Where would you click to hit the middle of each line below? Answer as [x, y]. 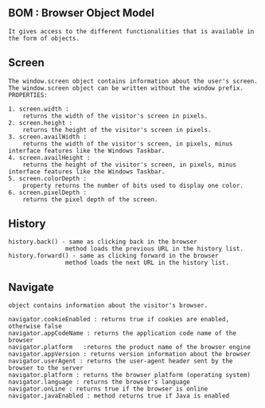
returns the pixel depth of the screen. [90, 199]
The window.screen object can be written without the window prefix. [126, 88]
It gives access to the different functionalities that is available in [131, 31]
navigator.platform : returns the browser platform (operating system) [129, 375]
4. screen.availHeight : [49, 157]
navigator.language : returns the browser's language [99, 382]
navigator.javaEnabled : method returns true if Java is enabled [119, 396]
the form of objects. [44, 38]
